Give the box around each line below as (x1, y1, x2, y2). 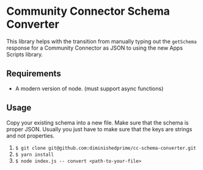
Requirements (6, 69, 61, 79)
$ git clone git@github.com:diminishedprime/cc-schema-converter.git (15, 145, 197, 151)
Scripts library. (6, 50, 43, 58)
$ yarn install (15, 152, 54, 158)
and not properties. (6, 132, 55, 139)
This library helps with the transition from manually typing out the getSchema (6, 37, 197, 45)
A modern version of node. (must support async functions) (15, 85, 164, 92)
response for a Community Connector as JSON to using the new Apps (6, 44, 183, 52)
